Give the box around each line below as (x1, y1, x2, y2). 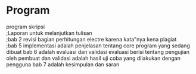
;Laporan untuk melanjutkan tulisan (6, 29, 92, 36)
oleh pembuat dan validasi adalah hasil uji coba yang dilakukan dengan (6, 54, 181, 62)
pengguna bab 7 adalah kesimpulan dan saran (6, 60, 120, 68)
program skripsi (6, 23, 45, 30)
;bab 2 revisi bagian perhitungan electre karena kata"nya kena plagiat (6, 36, 177, 43)
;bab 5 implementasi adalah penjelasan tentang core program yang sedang (6, 42, 191, 49)
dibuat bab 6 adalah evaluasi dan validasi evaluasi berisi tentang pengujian (6, 48, 189, 55)
